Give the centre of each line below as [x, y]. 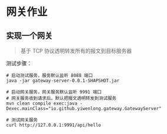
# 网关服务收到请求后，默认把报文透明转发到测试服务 [61, 98]
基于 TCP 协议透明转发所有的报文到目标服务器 [76, 51]
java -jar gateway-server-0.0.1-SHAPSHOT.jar [63, 81]
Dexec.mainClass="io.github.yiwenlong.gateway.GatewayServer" [84, 109]
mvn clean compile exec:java [42, 103]
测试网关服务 [25, 120]
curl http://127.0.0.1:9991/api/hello [54, 125]
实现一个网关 [29, 36]
